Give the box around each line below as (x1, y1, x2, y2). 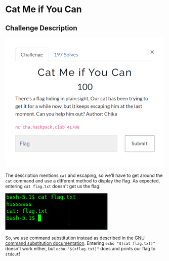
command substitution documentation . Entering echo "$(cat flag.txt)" (5, 240, 156, 246)
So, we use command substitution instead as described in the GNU (5, 235, 145, 241)
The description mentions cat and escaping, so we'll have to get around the (5, 172, 163, 178)
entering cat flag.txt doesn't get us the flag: (5, 183, 101, 189)
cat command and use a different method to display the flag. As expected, (5, 178, 160, 183)
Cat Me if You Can (5, 4, 82, 15)
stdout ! (5, 251, 20, 257)
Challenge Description (5, 24, 77, 32)
